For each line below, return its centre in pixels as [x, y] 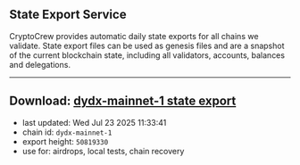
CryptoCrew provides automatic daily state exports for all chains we [134, 36]
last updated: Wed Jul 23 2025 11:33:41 [94, 122]
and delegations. [40, 64]
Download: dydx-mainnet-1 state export [123, 101]
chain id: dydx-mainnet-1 [67, 132]
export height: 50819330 [65, 141]
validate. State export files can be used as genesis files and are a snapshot [147, 45]
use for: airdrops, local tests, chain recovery [103, 151]
